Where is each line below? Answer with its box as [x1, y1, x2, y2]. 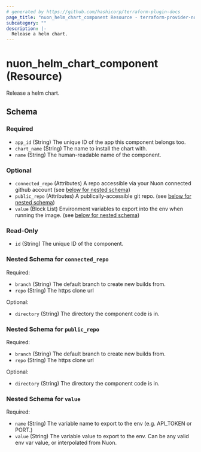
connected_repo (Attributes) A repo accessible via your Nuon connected [14, 180, 191, 187]
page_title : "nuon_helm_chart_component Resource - [6, 14, 138, 20]
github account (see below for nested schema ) [14, 186, 130, 194]
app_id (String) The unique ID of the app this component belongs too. [14, 138, 186, 146]
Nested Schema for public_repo [6, 325, 100, 333]
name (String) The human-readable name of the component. [14, 151, 162, 158]
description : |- [6, 25, 47, 32]
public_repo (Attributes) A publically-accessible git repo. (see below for [14, 192, 191, 200]
